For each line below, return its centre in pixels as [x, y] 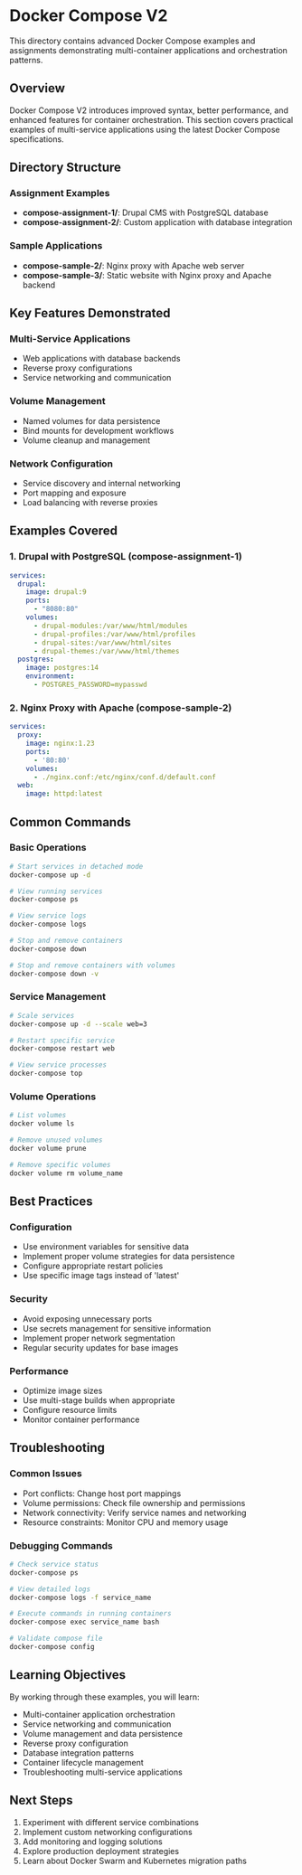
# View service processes [58, 1065]
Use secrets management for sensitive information [117, 1328]
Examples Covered [63, 531]
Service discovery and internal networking [101, 484]
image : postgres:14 [62, 668]
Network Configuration [61, 464]
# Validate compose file [56, 1639]
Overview [38, 88]
